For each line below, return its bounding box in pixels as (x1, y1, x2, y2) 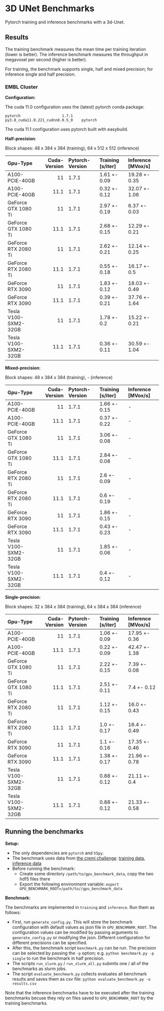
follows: (5, 909, 21, 915)
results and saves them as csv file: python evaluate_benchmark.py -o (12, 976, 151, 982)
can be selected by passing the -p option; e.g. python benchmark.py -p (12, 950, 154, 956)
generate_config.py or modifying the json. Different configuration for (12, 934, 150, 940)
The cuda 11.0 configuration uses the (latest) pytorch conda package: (5, 104, 145, 110)
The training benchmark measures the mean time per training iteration (5, 46, 146, 52)
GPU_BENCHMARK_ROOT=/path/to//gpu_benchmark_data (19, 886, 123, 891)
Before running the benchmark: (12, 865, 76, 871)
